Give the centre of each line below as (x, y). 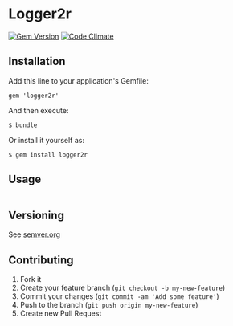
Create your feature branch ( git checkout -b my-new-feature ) (123, 288)
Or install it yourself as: (46, 140)
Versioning (36, 215)
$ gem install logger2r (48, 155)
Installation (37, 61)
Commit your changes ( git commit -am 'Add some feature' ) (119, 296)
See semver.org (35, 234)
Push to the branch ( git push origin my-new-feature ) (109, 305)
